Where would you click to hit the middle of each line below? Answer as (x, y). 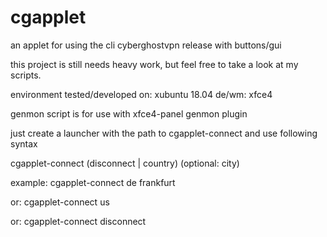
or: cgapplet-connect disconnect (78, 221)
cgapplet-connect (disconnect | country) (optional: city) (125, 163)
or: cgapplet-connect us (60, 202)
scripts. (26, 75)
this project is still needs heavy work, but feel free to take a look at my (154, 64)
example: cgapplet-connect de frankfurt (93, 182)
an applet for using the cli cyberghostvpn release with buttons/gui (146, 45)
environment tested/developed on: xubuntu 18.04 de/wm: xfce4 (141, 94)
